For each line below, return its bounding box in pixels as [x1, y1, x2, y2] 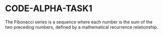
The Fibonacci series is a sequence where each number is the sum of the [5, 19, 153, 25]
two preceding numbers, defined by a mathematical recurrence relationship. [5, 24, 159, 30]
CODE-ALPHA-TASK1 [5, 3, 93, 14]
